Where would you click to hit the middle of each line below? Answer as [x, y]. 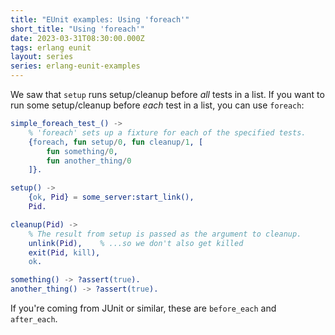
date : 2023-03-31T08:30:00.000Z [77, 38]
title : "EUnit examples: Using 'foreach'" [100, 19]
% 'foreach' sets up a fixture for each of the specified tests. [167, 132]
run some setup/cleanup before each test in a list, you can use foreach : [157, 105]
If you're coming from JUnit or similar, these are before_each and [143, 308]
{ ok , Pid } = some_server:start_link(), [111, 197]
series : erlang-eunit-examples [75, 66]
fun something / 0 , [82, 151]
